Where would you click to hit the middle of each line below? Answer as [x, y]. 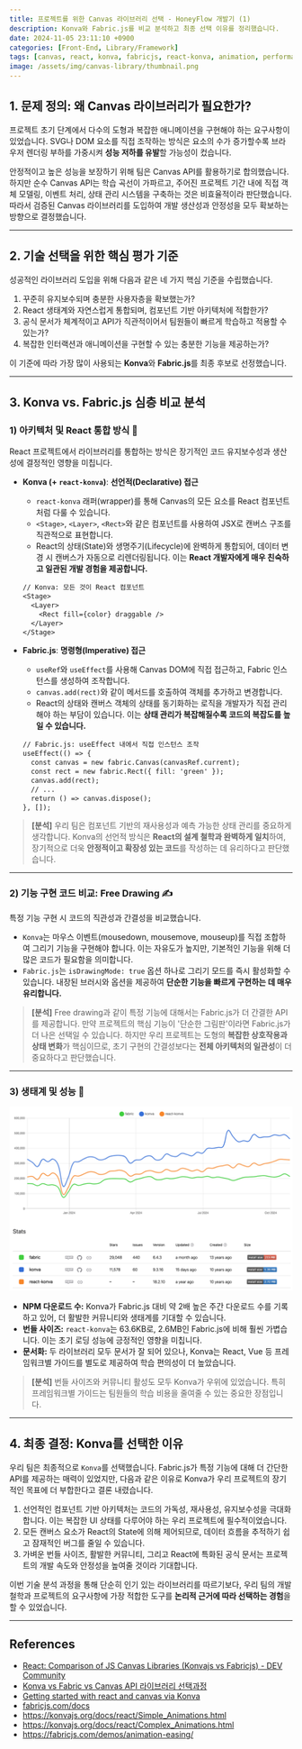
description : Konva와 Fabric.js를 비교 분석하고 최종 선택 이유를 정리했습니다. [145, 28]
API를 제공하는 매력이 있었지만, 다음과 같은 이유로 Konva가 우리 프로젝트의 [140, 1479]
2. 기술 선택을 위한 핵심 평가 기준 [94, 256]
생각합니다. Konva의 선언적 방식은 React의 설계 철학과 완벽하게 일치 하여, [158, 837]
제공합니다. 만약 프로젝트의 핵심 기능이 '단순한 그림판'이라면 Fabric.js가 [166, 1024]
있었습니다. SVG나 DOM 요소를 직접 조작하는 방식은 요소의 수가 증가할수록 [139, 141]
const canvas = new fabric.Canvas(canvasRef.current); [136, 763]
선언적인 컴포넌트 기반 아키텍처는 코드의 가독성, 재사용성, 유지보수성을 [145, 1508]
